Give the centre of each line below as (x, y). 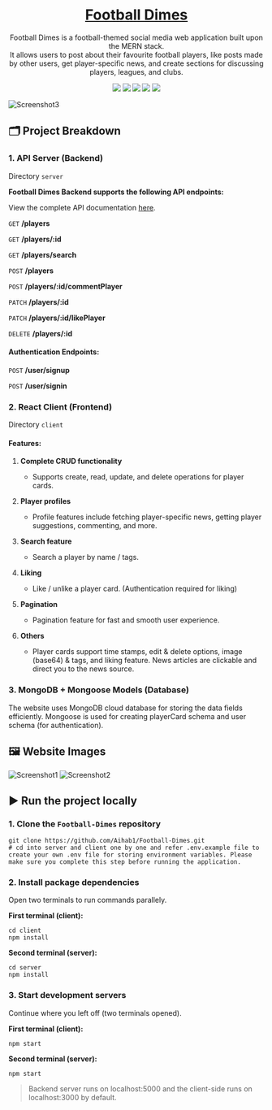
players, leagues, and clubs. (136, 72)
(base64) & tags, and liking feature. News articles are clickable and (145, 661)
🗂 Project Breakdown (65, 131)
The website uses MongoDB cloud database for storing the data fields (126, 708)
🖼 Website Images (57, 752)
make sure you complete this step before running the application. (125, 862)
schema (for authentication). (56, 725)
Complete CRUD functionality (71, 462)
